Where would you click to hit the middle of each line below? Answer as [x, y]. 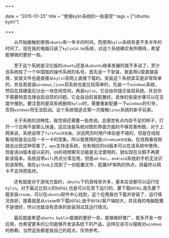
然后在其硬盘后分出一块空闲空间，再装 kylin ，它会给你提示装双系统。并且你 [83, 91]
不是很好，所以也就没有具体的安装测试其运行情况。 [58, 207]
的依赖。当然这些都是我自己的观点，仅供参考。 [54, 230]
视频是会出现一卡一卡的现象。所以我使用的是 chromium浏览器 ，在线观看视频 [86, 139]
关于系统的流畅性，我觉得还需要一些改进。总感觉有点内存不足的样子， [87, 120]
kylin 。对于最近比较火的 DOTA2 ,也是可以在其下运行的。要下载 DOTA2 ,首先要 [81, 188]
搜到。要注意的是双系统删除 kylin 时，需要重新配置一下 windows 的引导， [87, 103]
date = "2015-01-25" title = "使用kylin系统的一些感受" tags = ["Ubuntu [77, 16]
